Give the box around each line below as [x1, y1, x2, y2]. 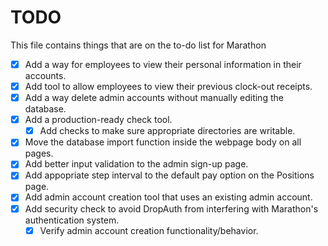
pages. [24, 147, 54, 160]
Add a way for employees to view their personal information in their [24, 58, 302, 70]
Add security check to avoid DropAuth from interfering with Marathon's [24, 202, 319, 215]
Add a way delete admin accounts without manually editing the [24, 92, 284, 104]
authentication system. [24, 214, 120, 226]
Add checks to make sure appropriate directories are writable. [39, 125, 296, 137]
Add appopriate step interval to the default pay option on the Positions [24, 169, 315, 181]
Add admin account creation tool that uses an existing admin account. [24, 191, 313, 203]
